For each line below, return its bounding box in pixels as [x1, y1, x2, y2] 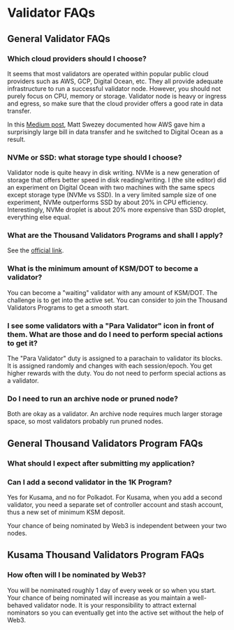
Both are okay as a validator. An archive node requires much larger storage [7, 410, 223, 418]
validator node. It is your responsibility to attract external [34, 601, 197, 609]
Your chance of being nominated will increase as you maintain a [7, 593, 191, 602]
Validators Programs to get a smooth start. [7, 303, 129, 312]
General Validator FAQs [7, 33, 110, 45]
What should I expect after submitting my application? [7, 458, 196, 468]
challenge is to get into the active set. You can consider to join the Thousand [7, 296, 228, 304]
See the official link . [7, 246, 64, 255]
